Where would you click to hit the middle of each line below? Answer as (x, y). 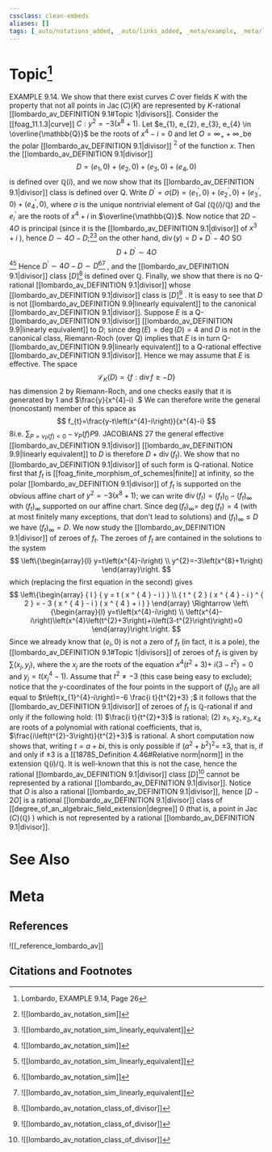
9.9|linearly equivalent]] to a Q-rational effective (181, 346)
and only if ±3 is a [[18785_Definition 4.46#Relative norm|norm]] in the (127, 755)
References (39, 927)
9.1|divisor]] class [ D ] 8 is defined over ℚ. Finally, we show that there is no (131, 275)
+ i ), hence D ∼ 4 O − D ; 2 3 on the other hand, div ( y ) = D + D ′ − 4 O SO (126, 237)
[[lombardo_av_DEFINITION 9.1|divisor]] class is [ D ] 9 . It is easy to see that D (136, 294)
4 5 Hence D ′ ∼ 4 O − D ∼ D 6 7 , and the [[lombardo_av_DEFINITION (119, 266)
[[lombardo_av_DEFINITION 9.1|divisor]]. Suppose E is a (101, 312)
